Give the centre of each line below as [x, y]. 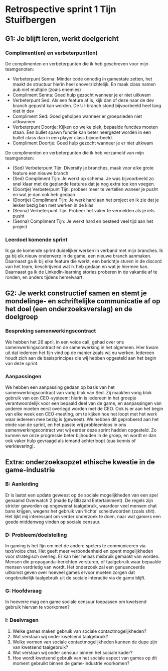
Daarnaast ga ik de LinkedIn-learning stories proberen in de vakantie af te [81, 272]
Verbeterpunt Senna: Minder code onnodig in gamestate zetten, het [82, 78]
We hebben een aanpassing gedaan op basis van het [60, 387]
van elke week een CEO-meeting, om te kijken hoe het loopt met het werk [81, 414]
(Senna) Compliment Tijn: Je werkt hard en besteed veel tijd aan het [83, 221]
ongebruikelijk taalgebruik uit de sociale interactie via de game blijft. [75, 578]
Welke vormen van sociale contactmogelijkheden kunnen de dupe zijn [85, 642]
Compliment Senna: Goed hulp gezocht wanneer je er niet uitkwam [82, 95]
